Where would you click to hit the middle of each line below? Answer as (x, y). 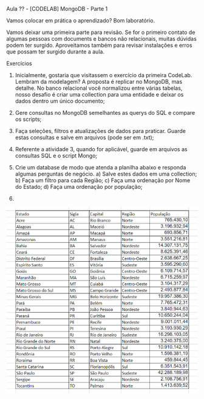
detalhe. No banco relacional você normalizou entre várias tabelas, (99, 88)
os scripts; (28, 119)
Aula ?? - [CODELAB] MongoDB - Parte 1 (57, 9)
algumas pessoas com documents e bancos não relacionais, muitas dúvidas (102, 39)
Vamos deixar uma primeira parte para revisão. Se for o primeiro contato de (101, 32)
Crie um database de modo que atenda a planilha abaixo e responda (100, 167)
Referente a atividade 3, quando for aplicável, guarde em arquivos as (101, 149)
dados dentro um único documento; (60, 101)
